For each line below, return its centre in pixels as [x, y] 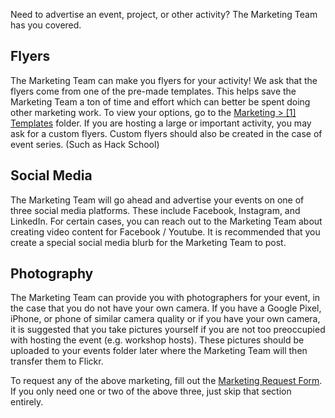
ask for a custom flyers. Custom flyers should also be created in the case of [166, 133]
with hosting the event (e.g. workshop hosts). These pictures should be [157, 340]
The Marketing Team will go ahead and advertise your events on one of [157, 200]
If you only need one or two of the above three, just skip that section [151, 391]
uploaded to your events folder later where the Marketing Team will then [159, 351]
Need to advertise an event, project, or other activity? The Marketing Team [164, 14]
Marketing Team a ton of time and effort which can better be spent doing [160, 101]
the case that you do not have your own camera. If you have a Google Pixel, [166, 308]
